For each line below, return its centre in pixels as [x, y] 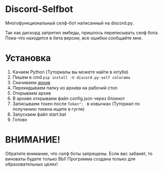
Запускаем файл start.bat [39, 114]
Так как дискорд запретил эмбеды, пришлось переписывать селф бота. [82, 32]
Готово [20, 119]
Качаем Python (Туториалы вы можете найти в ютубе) [70, 72]
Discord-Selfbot [39, 9]
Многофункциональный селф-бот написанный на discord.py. [70, 23]
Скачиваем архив [31, 82]
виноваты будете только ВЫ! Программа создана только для [70, 159]
